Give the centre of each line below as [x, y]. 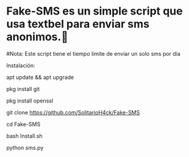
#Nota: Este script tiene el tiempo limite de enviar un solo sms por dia [94, 53]
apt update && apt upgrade [40, 77]
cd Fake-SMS [23, 124]
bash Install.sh [24, 136]
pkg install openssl [30, 101]
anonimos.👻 [37, 37]
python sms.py [25, 147]
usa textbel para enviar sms [78, 24]
